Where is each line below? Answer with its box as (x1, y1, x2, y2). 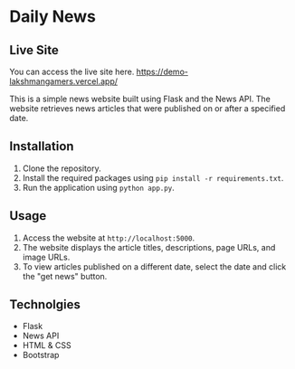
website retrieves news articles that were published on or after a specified (9, 103, 286, 114)
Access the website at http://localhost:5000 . (22, 232, 195, 243)
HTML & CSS (22, 340, 71, 351)
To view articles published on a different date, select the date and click (22, 260, 287, 272)
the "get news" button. (22, 270, 108, 281)
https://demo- (136, 66, 188, 77)
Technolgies (9, 297, 81, 313)
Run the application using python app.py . (22, 182, 175, 193)
